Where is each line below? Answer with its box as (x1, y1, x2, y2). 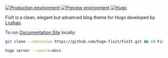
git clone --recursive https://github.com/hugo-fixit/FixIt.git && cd (5, 39, 155, 44)
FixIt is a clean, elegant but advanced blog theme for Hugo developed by (5, 14, 155, 20)
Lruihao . (5, 20, 22, 25)
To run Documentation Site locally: (5, 29, 76, 35)
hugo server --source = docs (5, 48, 61, 53)
